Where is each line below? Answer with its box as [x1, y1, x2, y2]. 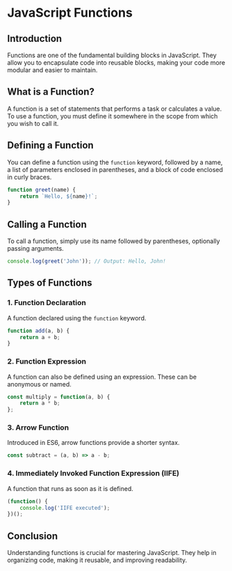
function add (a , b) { [7, 327, 70, 334]
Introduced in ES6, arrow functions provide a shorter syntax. [7, 439, 180, 447]
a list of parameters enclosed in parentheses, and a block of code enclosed [7, 165, 224, 173]
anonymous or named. [7, 380, 72, 388]
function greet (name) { [7, 186, 76, 193]
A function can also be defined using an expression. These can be [7, 373, 197, 381]
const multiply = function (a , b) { [7, 393, 110, 400]
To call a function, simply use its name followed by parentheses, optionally [7, 237, 220, 245]
